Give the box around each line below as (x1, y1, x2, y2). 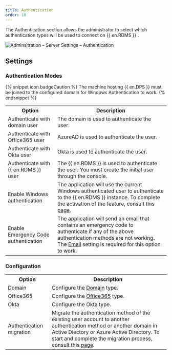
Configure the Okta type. (52, 301, 112, 308)
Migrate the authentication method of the (52, 309, 150, 316)
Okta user (8, 151, 32, 158)
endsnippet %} (5, 95, 37, 101)
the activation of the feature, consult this (57, 200, 155, 207)
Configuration (5, 263, 41, 270)
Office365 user (8, 137, 45, 144)
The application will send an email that (57, 215, 149, 222)
